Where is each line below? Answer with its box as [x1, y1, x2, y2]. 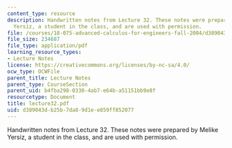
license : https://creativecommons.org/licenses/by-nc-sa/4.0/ [7, 62, 190, 68]
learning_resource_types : [7, 49, 81, 56]
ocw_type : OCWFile [7, 68, 60, 75]
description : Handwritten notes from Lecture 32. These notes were [7, 17, 206, 24]
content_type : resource [7, 10, 76, 17]
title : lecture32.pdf [7, 100, 70, 107]
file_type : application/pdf [7, 42, 88, 49]
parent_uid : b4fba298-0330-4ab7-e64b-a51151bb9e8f [7, 87, 156, 94]
